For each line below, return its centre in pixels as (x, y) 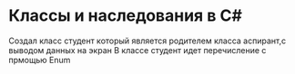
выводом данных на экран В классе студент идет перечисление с (137, 50)
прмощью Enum (40, 60)
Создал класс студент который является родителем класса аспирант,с (147, 41)
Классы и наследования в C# (126, 16)
